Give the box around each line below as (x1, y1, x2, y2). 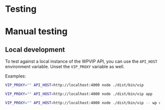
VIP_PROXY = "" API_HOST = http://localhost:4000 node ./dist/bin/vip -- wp (5, 100, 157, 105)
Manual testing (5, 26, 68, 37)
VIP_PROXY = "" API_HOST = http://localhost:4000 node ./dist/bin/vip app (5, 92, 153, 97)
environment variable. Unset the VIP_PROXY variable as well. (5, 64, 125, 70)
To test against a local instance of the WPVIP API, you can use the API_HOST (5, 58, 158, 64)
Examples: (5, 73, 26, 79)
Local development (5, 45, 65, 54)
